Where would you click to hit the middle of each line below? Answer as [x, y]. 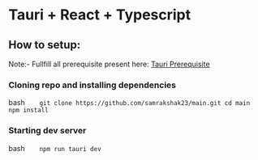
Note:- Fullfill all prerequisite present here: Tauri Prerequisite [109, 64]
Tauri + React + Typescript [100, 15]
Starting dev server [47, 131]
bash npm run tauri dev [55, 148]
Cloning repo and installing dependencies [92, 85]
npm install [28, 111]
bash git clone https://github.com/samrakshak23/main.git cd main [129, 103]
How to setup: [45, 45]
